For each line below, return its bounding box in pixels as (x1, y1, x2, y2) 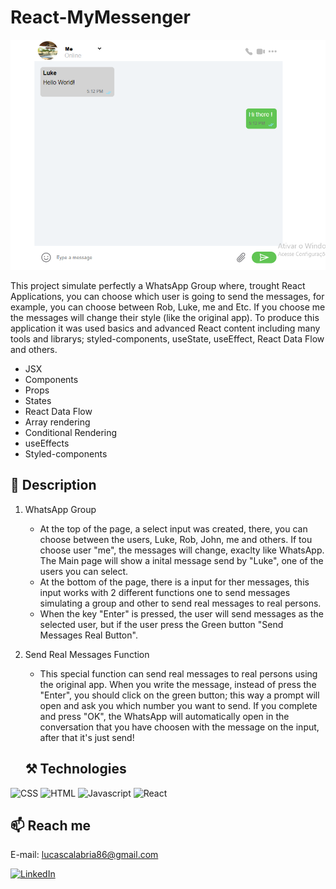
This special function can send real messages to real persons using (39, 667, 318, 680)
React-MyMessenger (10, 6, 191, 29)
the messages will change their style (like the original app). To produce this (10, 311, 320, 323)
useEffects (24, 437, 70, 449)
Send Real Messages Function (24, 648, 150, 660)
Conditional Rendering (24, 426, 118, 438)
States (24, 394, 52, 406)
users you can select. (39, 565, 129, 577)
